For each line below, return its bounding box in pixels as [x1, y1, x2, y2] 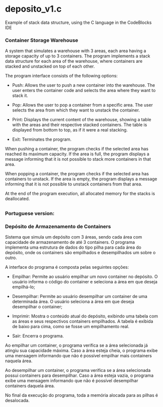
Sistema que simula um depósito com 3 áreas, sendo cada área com [5, 234, 142, 240]
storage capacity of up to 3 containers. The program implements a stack [5, 53, 150, 59]
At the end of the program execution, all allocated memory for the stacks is [5, 191, 155, 197]
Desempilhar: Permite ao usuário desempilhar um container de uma [12, 293, 147, 299]
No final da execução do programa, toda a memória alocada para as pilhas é [5, 392, 158, 398]
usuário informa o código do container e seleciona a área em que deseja [12, 278, 158, 284]
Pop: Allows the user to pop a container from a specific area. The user [12, 102, 153, 108]
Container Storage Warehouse [5, 37, 79, 43]
